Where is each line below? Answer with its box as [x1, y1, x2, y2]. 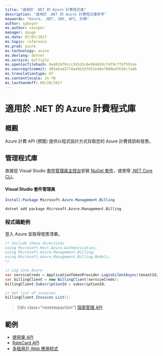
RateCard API [12, 340, 40, 346]
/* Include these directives [5, 240, 65, 246]
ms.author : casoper [5, 26, 45, 30]
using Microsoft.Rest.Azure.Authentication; [5, 245, 97, 250]
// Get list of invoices [5, 291, 56, 296]
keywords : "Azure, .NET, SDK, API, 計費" [5, 16, 90, 21]
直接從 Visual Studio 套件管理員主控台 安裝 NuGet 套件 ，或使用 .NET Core [5, 168, 153, 174]
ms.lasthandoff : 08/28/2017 [5, 80, 63, 85]
